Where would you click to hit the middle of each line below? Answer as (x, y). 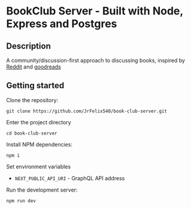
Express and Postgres (62, 24)
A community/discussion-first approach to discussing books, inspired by (96, 60)
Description (28, 46)
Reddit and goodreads (34, 67)
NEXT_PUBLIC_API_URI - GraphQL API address (70, 178)
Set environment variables (38, 166)
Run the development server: (42, 190)
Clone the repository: (32, 100)
